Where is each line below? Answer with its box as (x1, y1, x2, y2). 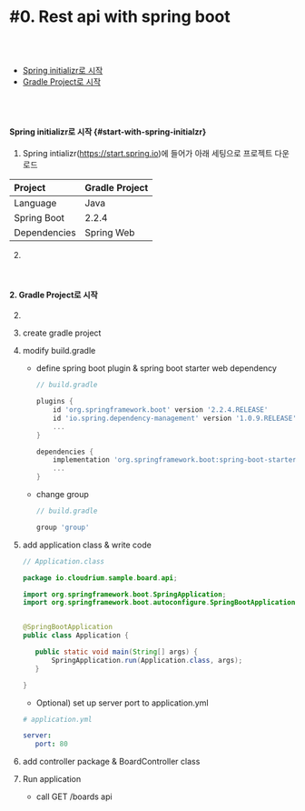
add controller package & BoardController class (22, 756, 201, 767)
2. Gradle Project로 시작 (9, 289, 98, 300)
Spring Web (84, 226, 135, 239)
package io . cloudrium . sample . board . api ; (22, 573, 178, 583)
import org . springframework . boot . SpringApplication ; (22, 589, 227, 599)
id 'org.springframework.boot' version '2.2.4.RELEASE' (53, 405, 269, 415)
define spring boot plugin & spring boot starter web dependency (35, 363, 277, 374)
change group (35, 489, 89, 500)
